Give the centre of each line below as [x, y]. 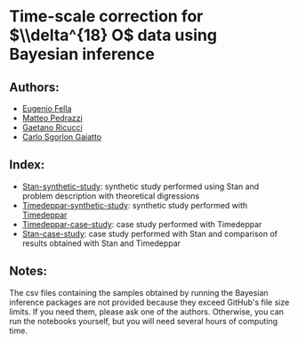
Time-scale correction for [106, 16]
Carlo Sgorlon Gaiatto [62, 137]
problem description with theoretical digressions [111, 196]
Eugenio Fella [47, 108]
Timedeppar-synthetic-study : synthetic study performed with [135, 205]
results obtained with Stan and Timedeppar [101, 243]
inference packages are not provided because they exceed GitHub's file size [149, 302]
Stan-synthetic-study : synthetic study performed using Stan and [141, 186]
